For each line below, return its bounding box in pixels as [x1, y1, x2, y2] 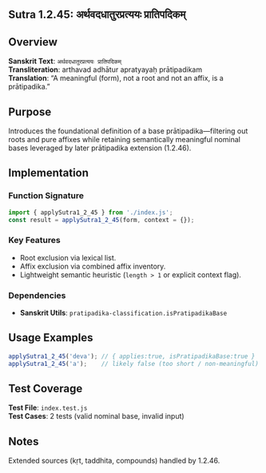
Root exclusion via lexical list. [19, 252, 117, 262]
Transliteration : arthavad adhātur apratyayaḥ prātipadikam [8, 65, 202, 74]
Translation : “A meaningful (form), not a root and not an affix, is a [8, 74, 224, 83]
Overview [8, 35, 58, 49]
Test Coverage [8, 382, 83, 395]
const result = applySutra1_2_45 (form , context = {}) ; [8, 216, 195, 224]
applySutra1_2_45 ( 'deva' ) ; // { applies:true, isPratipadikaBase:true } [8, 352, 256, 360]
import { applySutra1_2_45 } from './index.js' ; [8, 209, 173, 217]
